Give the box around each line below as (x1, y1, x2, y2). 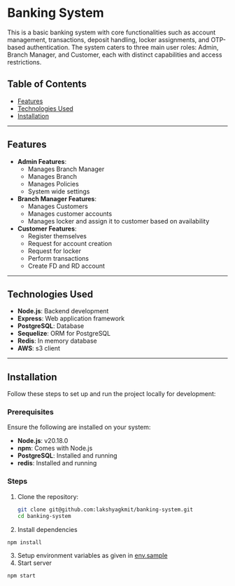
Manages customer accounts (27, 209, 113, 218)
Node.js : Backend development (17, 307, 109, 315)
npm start (7, 573, 36, 580)
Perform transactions (27, 254, 90, 262)
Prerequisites (7, 407, 54, 417)
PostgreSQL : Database (17, 322, 85, 330)
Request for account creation (27, 239, 113, 247)
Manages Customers (27, 202, 89, 210)
